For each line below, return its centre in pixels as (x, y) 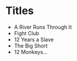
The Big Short (31, 46)
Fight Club (26, 33)
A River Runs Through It (43, 27)
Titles (20, 11)
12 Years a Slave (34, 39)
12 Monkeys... (31, 52)
